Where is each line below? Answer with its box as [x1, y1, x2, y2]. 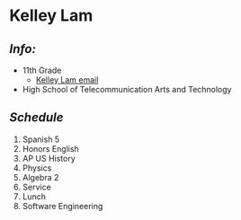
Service [22, 181, 51, 192]
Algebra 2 [22, 172, 59, 182]
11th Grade [22, 65, 62, 75]
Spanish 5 [22, 134, 60, 145]
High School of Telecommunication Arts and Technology [22, 84, 232, 94]
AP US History [22, 153, 76, 163]
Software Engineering [22, 200, 103, 211]
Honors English [22, 143, 79, 154]
